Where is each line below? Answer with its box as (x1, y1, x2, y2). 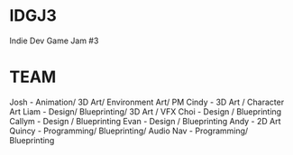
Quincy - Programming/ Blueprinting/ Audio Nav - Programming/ (9, 125, 249, 136)
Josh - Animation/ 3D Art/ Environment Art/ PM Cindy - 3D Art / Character (9, 96, 285, 107)
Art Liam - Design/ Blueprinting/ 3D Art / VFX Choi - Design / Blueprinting (9, 105, 282, 117)
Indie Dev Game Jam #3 (9, 35, 99, 46)
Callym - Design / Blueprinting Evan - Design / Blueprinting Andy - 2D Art (9, 115, 281, 126)
